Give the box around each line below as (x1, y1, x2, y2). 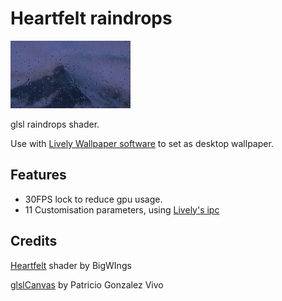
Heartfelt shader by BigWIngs (10, 259, 132, 271)
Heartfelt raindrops (10, 7, 173, 30)
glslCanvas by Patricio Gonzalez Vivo (10, 278, 164, 291)
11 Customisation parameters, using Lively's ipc (24, 203, 220, 216)
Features (10, 167, 67, 184)
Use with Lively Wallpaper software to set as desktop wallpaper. (10, 137, 274, 149)
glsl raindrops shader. (10, 118, 100, 130)
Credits (10, 233, 58, 250)
